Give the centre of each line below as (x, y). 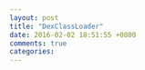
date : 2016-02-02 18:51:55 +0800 (73, 35)
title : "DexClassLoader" (57, 26)
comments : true (38, 43)
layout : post (34, 18)
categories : (32, 52)
